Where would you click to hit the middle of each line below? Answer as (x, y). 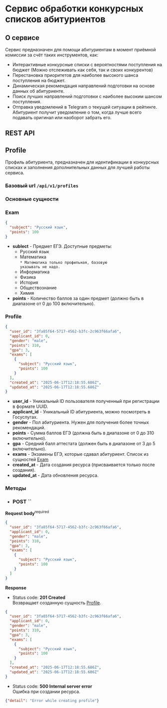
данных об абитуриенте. (38, 91)
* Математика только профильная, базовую (63, 262)
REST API (20, 133)
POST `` (22, 502)
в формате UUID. (30, 406)
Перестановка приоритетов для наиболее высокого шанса (75, 75)
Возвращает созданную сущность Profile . (57, 603)
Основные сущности (32, 199)
